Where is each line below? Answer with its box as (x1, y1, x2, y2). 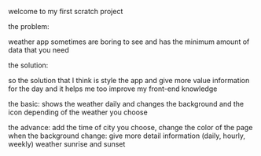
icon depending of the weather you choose (8, 107, 148, 117)
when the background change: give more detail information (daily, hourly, (8, 131, 246, 140)
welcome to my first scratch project (8, 7, 123, 16)
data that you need (8, 45, 69, 54)
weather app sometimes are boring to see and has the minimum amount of (8, 37, 250, 46)
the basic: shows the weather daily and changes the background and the (8, 100, 244, 108)
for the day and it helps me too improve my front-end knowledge (8, 84, 218, 93)
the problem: (8, 22, 50, 31)
